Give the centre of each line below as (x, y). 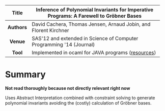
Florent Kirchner (51, 30)
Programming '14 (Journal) (63, 45)
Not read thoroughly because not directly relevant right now (68, 88)
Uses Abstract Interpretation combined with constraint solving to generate (80, 98)
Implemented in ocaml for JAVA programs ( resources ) (94, 53)
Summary (25, 75)
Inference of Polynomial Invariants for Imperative (95, 10)
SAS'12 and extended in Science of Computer (85, 38)
